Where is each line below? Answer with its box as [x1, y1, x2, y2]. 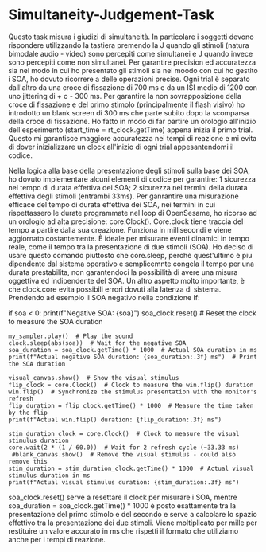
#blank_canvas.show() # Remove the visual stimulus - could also [11, 450, 237, 459]
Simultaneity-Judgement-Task [8, 6, 214, 24]
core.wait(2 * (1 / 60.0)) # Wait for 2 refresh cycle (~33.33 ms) [8, 444, 240, 452]
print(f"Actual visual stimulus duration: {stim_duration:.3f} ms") [8, 478, 240, 487]
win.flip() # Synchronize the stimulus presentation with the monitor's [8, 388, 258, 396]
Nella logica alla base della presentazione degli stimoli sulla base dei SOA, [8, 166, 250, 175]
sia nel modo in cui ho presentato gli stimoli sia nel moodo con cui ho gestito [8, 65, 258, 75]
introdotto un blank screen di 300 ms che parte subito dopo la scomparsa [8, 108, 249, 117]
